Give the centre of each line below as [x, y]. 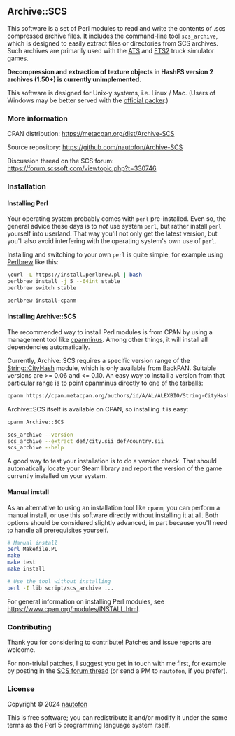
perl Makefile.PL [33, 550]
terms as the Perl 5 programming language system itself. [88, 725]
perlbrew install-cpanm [42, 301]
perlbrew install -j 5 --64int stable [64, 282]
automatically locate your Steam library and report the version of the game [115, 468]
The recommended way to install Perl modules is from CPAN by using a [110, 332]
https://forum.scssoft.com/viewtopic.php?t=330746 [82, 168]
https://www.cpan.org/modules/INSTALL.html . [74, 608]
